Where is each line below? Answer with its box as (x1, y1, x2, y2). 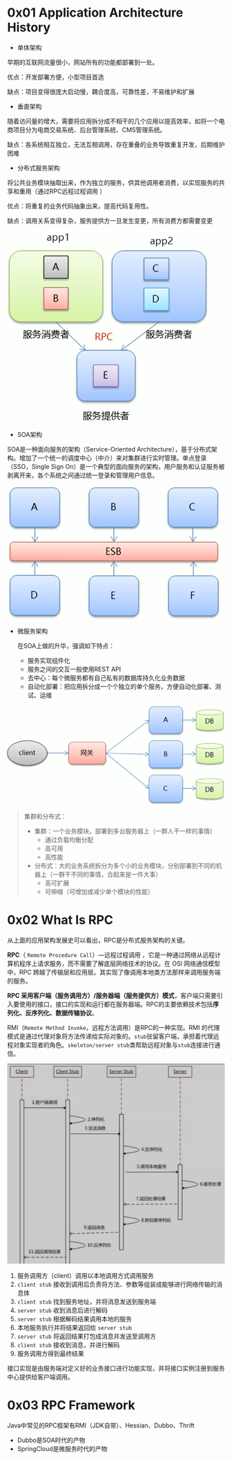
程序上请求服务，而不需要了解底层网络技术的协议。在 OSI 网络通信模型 (19, 959, 221, 968)
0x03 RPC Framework (7, 1398, 136, 1414)
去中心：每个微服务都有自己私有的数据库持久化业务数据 (27, 673, 185, 682)
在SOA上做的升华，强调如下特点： (17, 641, 115, 650)
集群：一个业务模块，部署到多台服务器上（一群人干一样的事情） (34, 826, 216, 835)
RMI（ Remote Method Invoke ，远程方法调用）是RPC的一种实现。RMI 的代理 (7, 1023, 220, 1031)
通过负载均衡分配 (44, 835, 94, 844)
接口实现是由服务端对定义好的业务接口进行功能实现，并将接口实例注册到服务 (7, 1364, 225, 1373)
